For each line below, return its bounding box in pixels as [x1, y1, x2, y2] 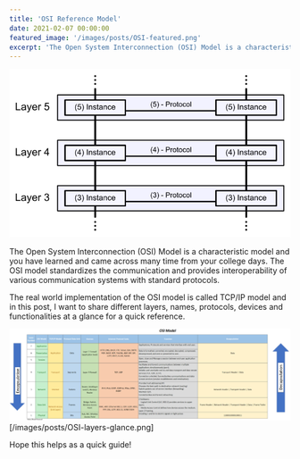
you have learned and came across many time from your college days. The [9, 255, 285, 267]
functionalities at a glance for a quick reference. [9, 311, 186, 321]
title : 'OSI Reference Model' [9, 14, 122, 23]
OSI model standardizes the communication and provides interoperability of [9, 265, 287, 276]
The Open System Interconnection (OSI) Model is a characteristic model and [9, 246, 290, 257]
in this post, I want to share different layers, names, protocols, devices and [9, 302, 284, 313]
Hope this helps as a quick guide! [9, 438, 132, 450]
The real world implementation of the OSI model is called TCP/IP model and [9, 292, 287, 303]
